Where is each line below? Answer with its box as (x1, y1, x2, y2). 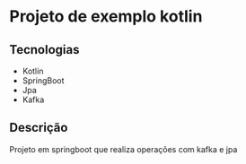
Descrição (9, 120, 68, 135)
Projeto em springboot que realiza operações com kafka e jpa (9, 143, 238, 154)
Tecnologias (9, 42, 80, 57)
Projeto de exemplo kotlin (9, 6, 203, 27)
